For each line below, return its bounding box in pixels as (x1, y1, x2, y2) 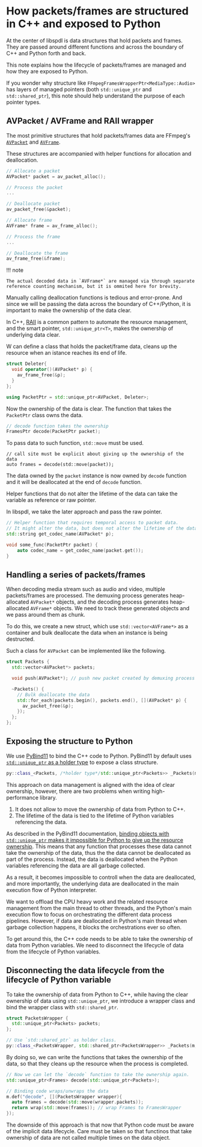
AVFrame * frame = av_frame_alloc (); (6, 222, 98, 229)
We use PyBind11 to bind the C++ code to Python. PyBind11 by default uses (6, 752, 192, 759)
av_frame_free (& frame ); (6, 255, 66, 262)
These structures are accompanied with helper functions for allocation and (6, 150, 192, 157)
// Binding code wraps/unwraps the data (6, 1088, 109, 1094)
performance (6, 794, 39, 801)
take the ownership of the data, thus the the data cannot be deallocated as (6, 849, 191, 856)
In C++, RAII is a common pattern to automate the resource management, (6, 319, 188, 326)
